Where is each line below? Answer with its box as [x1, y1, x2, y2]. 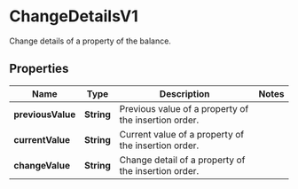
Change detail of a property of [119, 154, 246, 166]
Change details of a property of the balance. [9, 35, 171, 46]
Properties [9, 61, 69, 76]
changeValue [13, 159, 71, 171]
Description [159, 87, 210, 99]
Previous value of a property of [119, 102, 249, 114]
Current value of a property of [119, 128, 245, 140]
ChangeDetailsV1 [9, 6, 139, 27]
